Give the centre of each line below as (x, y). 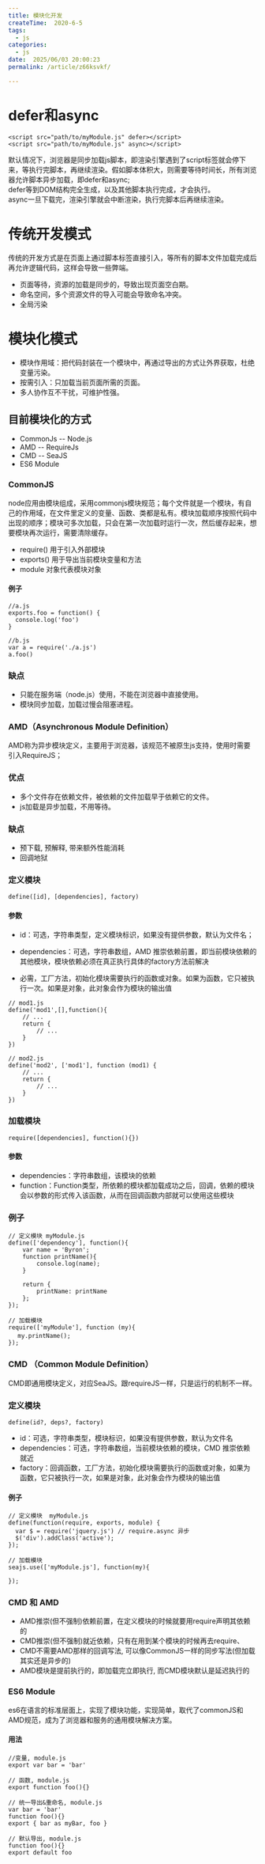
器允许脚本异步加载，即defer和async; (69, 180)
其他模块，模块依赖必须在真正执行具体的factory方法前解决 (114, 961)
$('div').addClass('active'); (65, 1538)
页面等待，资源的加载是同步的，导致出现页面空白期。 (106, 284)
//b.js (19, 640)
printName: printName (72, 1292)
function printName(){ (60, 1257)
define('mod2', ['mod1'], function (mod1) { (82, 1065)
